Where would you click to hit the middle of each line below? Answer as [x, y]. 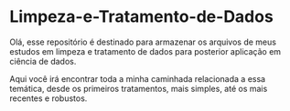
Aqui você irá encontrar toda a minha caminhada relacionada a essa [138, 78]
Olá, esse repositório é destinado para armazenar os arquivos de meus [143, 42]
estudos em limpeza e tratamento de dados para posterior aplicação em [145, 51]
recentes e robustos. [48, 98]
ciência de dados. [43, 61]
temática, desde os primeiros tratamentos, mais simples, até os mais [139, 88]
